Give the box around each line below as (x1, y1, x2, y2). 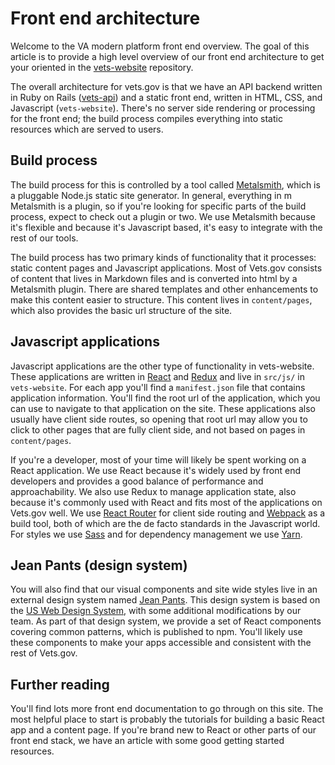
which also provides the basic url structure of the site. (10, 304, 233, 316)
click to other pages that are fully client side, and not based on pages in (10, 423, 306, 436)
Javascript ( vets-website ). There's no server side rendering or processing (10, 102, 316, 114)
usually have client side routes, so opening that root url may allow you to (10, 413, 308, 425)
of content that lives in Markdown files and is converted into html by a (10, 272, 298, 284)
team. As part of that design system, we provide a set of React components (10, 615, 322, 627)
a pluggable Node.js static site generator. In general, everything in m (10, 189, 292, 201)
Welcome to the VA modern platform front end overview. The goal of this (10, 40, 310, 52)
